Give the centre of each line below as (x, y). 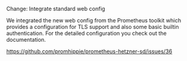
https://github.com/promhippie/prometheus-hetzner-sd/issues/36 (89, 51)
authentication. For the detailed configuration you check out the (86, 33)
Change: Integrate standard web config (56, 9)
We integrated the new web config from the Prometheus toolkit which (94, 20)
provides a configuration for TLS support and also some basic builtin (93, 27)
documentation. (26, 40)
